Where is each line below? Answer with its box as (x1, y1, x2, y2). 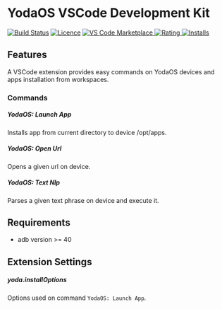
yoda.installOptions (7, 276, 67, 284)
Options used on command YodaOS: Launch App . (7, 293, 147, 302)
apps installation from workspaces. (7, 75, 109, 83)
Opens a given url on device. (7, 162, 91, 170)
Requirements (7, 216, 70, 228)
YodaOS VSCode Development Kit (7, 5, 210, 21)
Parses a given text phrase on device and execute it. (7, 196, 160, 204)
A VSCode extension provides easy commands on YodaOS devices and (7, 67, 215, 76)
